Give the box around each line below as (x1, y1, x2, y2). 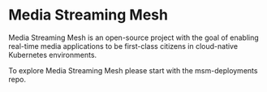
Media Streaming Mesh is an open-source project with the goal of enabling (8, 33, 260, 42)
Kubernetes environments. (8, 50, 97, 59)
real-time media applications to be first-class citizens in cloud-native (8, 41, 238, 50)
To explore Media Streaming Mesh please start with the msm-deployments (8, 65, 258, 75)
